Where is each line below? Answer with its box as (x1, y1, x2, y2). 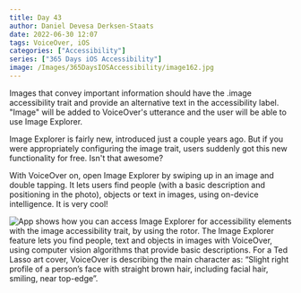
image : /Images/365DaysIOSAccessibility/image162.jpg (9, 64, 215, 73)
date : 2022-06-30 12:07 (9, 30, 99, 39)
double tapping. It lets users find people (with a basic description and (9, 179, 266, 190)
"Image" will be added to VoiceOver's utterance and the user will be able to (9, 107, 287, 117)
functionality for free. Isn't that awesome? (9, 152, 164, 163)
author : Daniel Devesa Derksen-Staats (9, 22, 154, 30)
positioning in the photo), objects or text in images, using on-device (9, 189, 259, 200)
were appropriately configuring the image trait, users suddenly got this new (9, 142, 288, 153)
